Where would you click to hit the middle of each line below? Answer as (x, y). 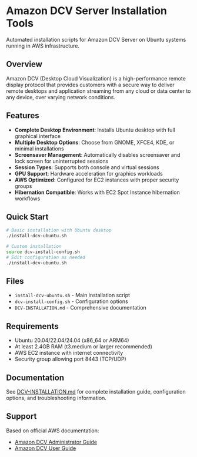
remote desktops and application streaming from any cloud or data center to (98, 91)
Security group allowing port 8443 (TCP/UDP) (70, 359)
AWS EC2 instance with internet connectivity (69, 353)
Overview (24, 64)
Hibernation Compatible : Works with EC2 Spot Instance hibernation (97, 192)
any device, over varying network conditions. (61, 97)
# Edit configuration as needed (46, 257)
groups (23, 186)
